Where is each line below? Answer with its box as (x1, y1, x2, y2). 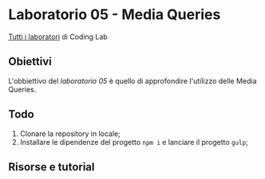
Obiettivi (8, 55, 52, 68)
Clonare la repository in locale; (19, 129, 121, 138)
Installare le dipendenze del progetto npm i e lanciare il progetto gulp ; (19, 137, 249, 146)
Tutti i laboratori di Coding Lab (8, 32, 108, 41)
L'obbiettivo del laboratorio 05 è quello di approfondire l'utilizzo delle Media (8, 76, 257, 85)
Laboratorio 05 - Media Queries (8, 6, 221, 24)
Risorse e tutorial (8, 160, 95, 173)
